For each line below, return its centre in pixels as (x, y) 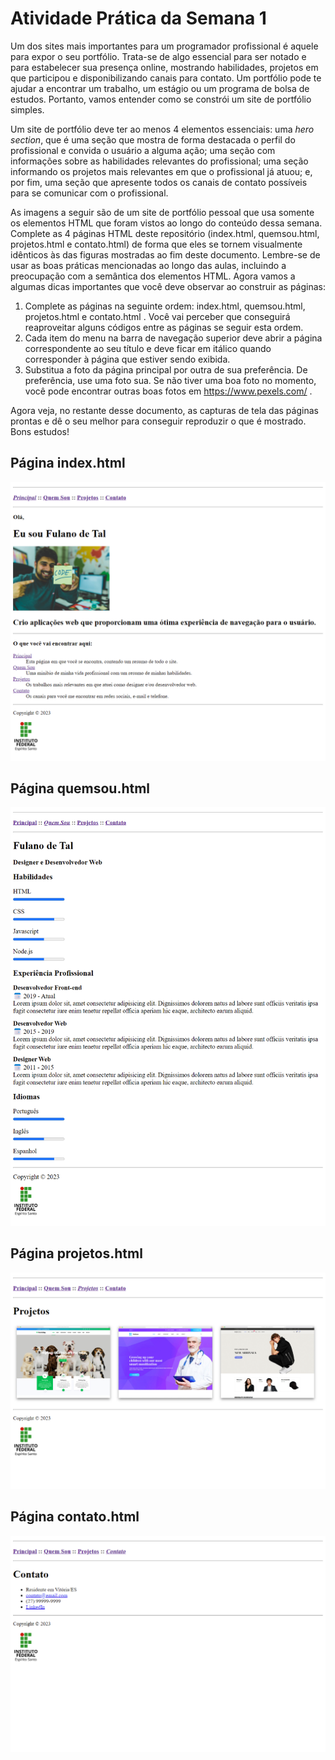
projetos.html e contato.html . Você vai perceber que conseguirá (157, 316)
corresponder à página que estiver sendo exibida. (127, 359)
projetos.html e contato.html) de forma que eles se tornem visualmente (156, 244)
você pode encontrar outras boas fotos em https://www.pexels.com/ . (168, 391)
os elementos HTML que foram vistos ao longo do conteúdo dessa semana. (166, 223)
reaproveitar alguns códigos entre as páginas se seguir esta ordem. (164, 327)
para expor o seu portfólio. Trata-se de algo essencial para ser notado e (158, 56)
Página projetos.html (76, 1253)
